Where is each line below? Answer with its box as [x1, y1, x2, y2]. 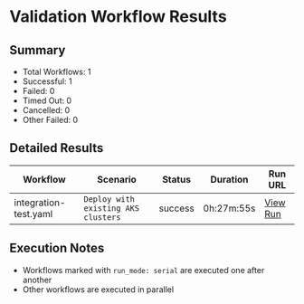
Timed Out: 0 [22, 95, 72, 106]
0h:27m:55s [203, 202, 256, 214]
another [22, 274, 52, 285]
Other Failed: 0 [22, 115, 79, 125]
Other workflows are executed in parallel [22, 283, 175, 295]
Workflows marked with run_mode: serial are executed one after [22, 264, 265, 275]
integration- [14, 196, 66, 209]
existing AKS [83, 203, 140, 214]
